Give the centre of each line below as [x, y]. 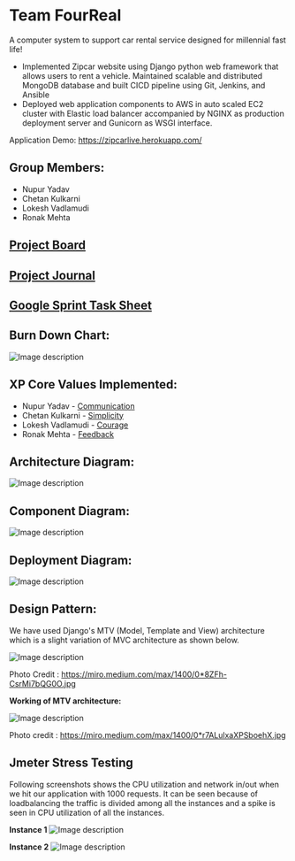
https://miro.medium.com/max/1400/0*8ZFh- [144, 674]
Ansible [36, 95]
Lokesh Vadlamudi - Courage [75, 425]
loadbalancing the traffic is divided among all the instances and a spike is [142, 803]
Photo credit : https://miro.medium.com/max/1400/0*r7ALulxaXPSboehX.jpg [147, 734]
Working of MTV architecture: [65, 701]
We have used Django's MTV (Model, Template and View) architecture [137, 630]
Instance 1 [28, 829]
